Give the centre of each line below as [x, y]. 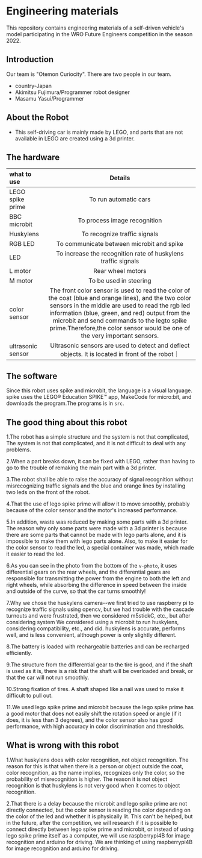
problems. [19, 449]
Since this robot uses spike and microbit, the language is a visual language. [99, 390]
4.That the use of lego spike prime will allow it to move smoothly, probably [98, 504]
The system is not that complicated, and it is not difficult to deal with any [96, 443]
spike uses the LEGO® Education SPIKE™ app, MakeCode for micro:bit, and [99, 397]
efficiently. [19, 653]
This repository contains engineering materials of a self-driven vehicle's [95, 28]
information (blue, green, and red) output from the [120, 313]
